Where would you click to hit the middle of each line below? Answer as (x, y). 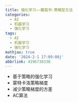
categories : (18, 15)
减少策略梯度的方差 (32, 89)
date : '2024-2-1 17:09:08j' (35, 57)
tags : (11, 33)
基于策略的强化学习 (32, 77)
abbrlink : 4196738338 (28, 62)
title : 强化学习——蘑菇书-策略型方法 (39, 10)
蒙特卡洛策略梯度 (30, 83)
